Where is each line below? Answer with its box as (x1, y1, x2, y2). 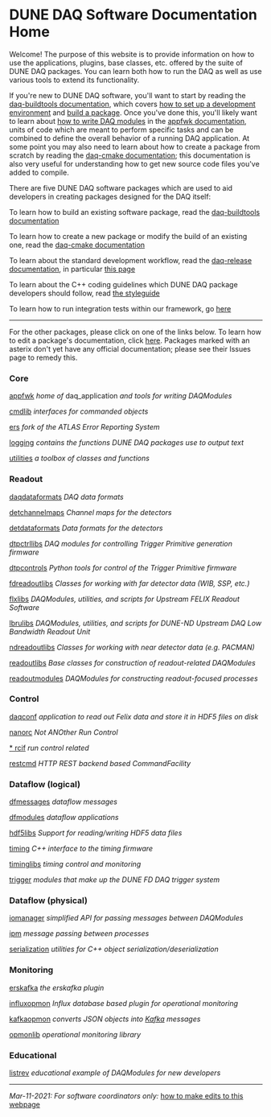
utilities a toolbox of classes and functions (9, 453, 150, 464)
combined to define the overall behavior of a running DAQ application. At (9, 133, 250, 142)
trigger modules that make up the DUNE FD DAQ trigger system (9, 875, 220, 884)
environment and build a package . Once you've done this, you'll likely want (9, 107, 257, 117)
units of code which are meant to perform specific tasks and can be (9, 125, 234, 134)
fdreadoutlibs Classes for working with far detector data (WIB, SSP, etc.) (9, 578, 250, 588)
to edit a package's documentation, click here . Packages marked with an (9, 336, 250, 345)
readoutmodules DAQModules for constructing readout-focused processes (9, 674, 258, 683)
